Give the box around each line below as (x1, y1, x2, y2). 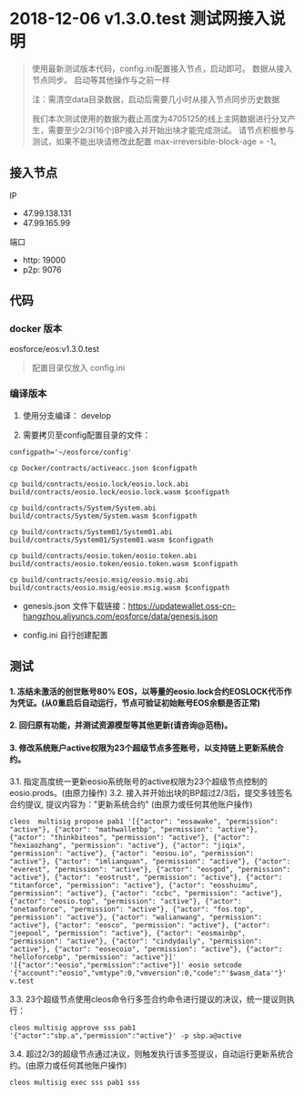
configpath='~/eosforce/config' (9, 448, 132, 457)
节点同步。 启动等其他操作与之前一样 (31, 74, 170, 85)
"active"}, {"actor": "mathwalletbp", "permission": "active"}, (9, 824, 258, 834)
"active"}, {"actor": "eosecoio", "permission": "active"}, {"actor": (9, 945, 283, 954)
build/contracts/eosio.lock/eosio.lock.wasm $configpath (9, 487, 230, 497)
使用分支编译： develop (22, 409, 112, 420)
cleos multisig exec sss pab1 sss (9, 1078, 141, 1087)
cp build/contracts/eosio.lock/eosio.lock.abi (9, 480, 189, 489)
